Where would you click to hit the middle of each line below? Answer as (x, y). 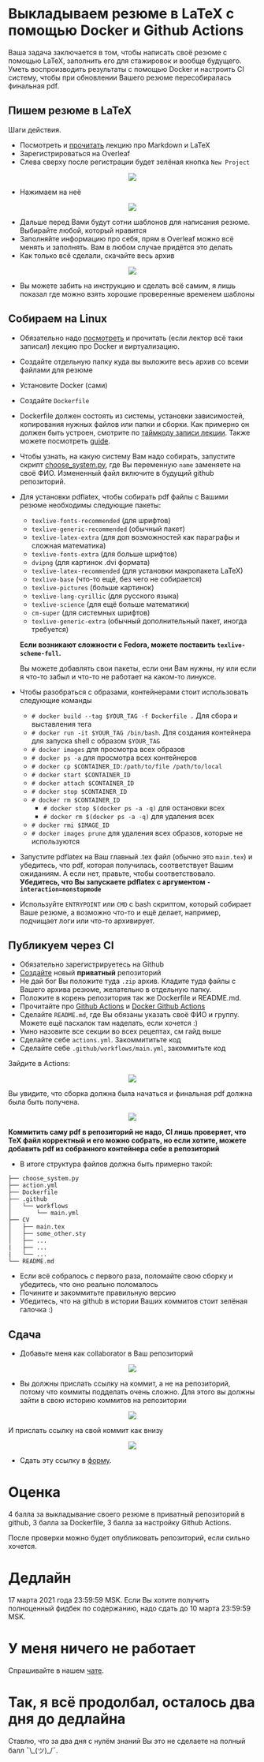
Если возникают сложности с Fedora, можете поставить (117, 645)
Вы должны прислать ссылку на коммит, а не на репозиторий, (125, 1384)
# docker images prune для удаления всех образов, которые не (137, 832)
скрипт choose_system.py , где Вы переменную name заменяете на (130, 464)
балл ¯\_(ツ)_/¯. (33, 1750)
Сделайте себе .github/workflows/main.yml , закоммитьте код (123, 1048)
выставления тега (61, 724)
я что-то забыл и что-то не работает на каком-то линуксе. (118, 676)
